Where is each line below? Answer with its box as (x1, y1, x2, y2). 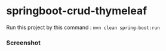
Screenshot (6, 39, 41, 47)
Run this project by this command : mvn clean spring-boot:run (6, 24, 160, 31)
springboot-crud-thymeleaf (6, 4, 147, 18)
